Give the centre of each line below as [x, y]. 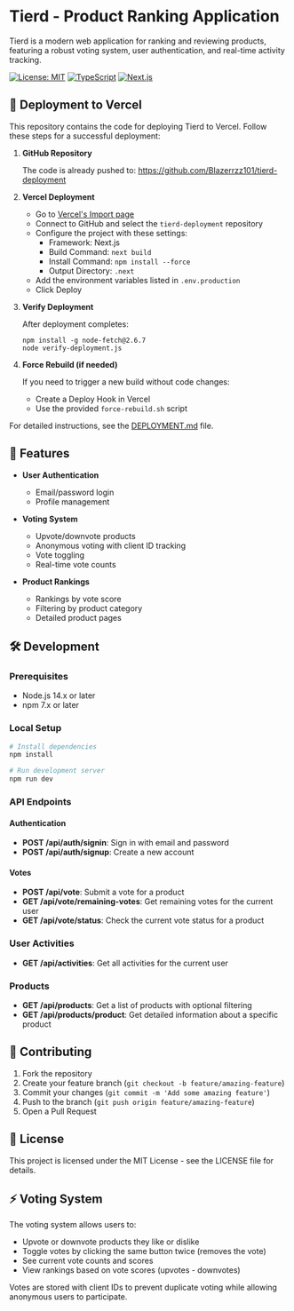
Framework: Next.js [84, 242]
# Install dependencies [53, 747]
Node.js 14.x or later [59, 695]
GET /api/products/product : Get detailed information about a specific [150, 1014]
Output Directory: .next [91, 270]
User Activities [42, 943]
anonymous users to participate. [68, 1297]
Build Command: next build [100, 251]
